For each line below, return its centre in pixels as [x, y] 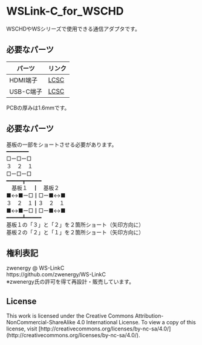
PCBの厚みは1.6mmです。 [38, 108]
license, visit [22, 329]
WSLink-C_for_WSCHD [65, 11]
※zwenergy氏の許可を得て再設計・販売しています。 [70, 282]
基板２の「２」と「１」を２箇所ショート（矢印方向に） [75, 232]
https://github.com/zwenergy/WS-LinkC [56, 275]
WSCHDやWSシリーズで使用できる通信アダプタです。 [73, 29]
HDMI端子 [24, 80]
